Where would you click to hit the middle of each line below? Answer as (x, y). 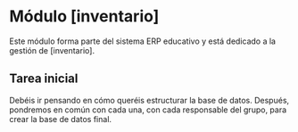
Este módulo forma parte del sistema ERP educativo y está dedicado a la (143, 41)
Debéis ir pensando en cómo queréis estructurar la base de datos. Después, (149, 100)
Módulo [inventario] (84, 16)
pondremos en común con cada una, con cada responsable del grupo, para (148, 110)
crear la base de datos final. (61, 119)
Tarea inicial (44, 79)
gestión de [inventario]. (52, 50)
